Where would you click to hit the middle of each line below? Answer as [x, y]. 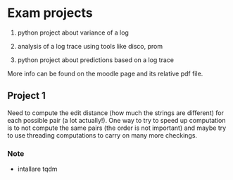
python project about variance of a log [73, 32]
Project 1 [26, 96]
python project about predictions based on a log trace [96, 60]
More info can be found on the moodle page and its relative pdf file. [105, 73]
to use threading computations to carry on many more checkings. [102, 135]
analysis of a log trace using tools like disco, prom [90, 46]
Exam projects [50, 13]
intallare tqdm [37, 169]
